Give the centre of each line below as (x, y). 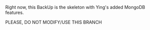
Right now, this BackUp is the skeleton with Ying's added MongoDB (75, 7)
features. (15, 12)
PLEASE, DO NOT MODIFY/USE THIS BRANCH (54, 22)
